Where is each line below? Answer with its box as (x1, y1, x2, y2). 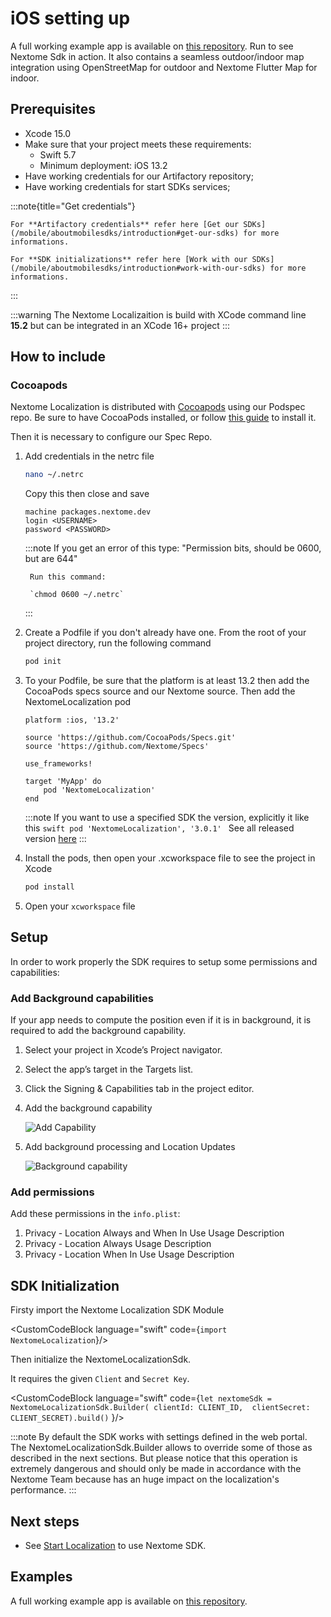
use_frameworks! (24, 759, 93, 769)
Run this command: (29, 572, 107, 582)
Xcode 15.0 (24, 127, 72, 139)
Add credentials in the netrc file (24, 450, 155, 462)
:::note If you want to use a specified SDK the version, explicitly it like (24, 812, 310, 824)
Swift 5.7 (39, 148, 77, 161)
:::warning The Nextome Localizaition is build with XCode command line (10, 308, 307, 321)
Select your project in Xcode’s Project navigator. (24, 1044, 223, 1056)
